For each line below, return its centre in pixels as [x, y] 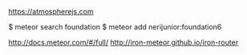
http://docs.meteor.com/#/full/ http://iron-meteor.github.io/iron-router [123, 42]
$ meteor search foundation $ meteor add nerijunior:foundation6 [115, 27]
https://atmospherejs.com [51, 12]
